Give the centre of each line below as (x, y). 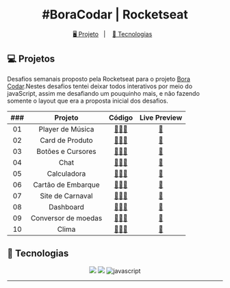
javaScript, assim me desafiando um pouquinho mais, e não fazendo (103, 93)
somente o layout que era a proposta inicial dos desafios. (88, 101)
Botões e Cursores (66, 151)
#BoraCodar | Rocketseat (115, 15)
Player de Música (66, 129)
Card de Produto (67, 140)
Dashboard (66, 207)
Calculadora (66, 173)
